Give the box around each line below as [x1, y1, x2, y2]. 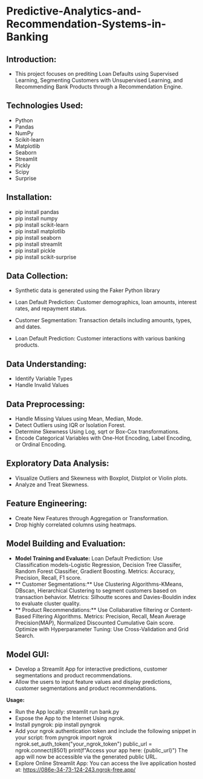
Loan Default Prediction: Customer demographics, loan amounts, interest [14, 299, 197, 306]
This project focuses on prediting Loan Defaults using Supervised [14, 70, 179, 77]
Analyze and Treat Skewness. [14, 480, 89, 488]
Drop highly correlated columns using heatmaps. [14, 521, 137, 528]
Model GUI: [6, 649, 50, 660]
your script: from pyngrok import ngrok [14, 734, 113, 741]
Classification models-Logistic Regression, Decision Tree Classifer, [14, 561, 182, 568]
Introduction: [6, 54, 57, 64]
